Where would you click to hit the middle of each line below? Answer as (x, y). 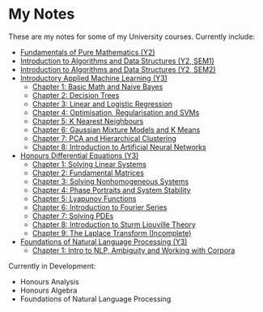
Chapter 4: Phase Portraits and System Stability (112, 190)
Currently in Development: (52, 266)
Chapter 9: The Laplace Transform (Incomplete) (112, 233)
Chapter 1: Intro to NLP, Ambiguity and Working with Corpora (134, 250)
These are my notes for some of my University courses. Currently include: (132, 36)
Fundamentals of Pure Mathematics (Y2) (87, 52)
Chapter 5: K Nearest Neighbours (88, 121)
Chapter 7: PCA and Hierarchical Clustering (104, 138)
